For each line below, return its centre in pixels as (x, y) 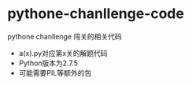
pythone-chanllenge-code (96, 14)
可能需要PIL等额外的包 (55, 72)
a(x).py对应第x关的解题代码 (63, 53)
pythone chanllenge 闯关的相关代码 (65, 36)
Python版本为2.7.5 (48, 63)
